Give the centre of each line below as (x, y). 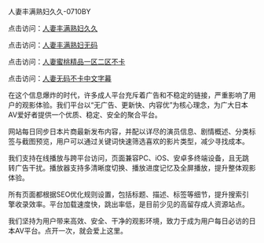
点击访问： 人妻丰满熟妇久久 (53, 28)
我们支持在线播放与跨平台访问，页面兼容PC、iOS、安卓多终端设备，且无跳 (129, 158)
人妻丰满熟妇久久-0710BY (50, 11)
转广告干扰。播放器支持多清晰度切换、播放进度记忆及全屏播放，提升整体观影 (132, 168)
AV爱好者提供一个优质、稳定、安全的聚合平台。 (85, 115)
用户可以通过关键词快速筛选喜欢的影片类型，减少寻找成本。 (152, 141)
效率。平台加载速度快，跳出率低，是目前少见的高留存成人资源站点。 (139, 204)
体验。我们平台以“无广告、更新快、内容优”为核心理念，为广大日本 (142, 105)
